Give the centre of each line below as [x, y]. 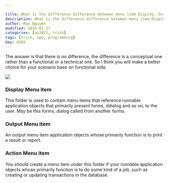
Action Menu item [27, 153]
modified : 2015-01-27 [28, 28]
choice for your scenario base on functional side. [56, 67]
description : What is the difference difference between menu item [77, 19]
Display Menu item [28, 89]
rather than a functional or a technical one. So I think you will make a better [83, 62]
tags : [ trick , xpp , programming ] [40, 38]
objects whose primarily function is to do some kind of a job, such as [76, 169]
